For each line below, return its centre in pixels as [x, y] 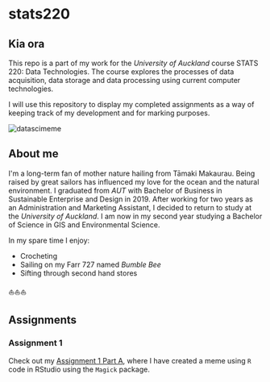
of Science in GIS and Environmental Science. [84, 224]
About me [33, 154]
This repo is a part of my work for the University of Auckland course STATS [133, 63]
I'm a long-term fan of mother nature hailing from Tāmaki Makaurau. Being [132, 173]
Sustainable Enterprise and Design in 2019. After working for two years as [131, 199]
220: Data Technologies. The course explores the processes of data [121, 72]
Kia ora [27, 44]
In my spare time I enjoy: [49, 240]
